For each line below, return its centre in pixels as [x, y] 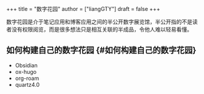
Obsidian [26, 65]
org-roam [27, 78]
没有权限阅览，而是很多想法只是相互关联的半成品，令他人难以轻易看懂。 [102, 29]
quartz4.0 [27, 84]
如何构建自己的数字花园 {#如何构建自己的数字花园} [101, 50]
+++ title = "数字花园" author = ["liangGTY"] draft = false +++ [83, 9]
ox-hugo [26, 72]
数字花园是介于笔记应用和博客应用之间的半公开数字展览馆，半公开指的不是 [99, 22]
